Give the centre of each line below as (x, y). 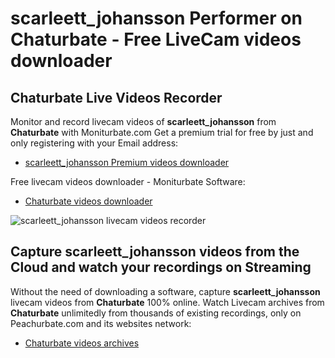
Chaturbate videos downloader (88, 201)
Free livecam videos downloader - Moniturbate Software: (128, 181)
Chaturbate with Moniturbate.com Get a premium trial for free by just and (162, 132)
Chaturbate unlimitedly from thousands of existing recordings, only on (156, 313)
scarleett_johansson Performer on (156, 18)
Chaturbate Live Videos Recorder (116, 97)
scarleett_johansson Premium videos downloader (127, 162)
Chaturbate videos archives (82, 343)
